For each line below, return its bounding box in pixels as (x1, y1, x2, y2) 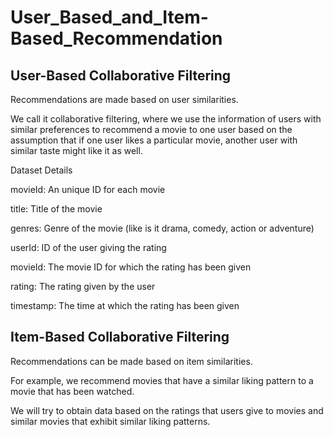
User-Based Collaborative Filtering (10, 67, 232, 84)
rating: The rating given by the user (10, 281, 156, 292)
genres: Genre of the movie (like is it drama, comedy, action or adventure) (10, 222, 315, 234)
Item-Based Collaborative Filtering (10, 329, 230, 346)
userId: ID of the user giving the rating (10, 242, 167, 253)
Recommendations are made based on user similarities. (10, 94, 239, 105)
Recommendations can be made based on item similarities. (10, 355, 253, 367)
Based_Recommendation (10, 27, 223, 50)
